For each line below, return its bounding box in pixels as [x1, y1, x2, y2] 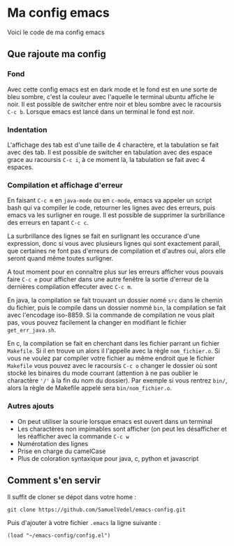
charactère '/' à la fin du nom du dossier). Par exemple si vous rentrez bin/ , [7, 376, 228, 385]
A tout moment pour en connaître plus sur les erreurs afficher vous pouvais [7, 267, 224, 276]
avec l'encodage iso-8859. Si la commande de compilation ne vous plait [7, 311, 215, 319]
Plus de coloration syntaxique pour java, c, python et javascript [17, 454, 199, 462]
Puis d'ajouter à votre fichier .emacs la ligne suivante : [7, 519, 161, 527]
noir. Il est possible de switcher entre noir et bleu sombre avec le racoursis [7, 100, 222, 108]
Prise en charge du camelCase [17, 447, 106, 455]
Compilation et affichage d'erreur [7, 180, 124, 190]
